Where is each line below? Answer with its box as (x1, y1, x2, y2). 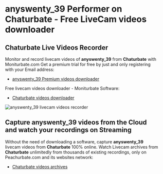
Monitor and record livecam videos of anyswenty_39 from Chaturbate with (5, 56, 157, 62)
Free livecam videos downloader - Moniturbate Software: (5, 86, 120, 91)
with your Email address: (5, 67, 54, 72)
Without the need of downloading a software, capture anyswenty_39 (5, 139, 144, 144)
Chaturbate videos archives (12, 164, 68, 170)
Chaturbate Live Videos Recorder (5, 43, 109, 52)
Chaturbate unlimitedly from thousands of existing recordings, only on (5, 149, 147, 155)
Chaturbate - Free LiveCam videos (5, 14, 147, 25)
